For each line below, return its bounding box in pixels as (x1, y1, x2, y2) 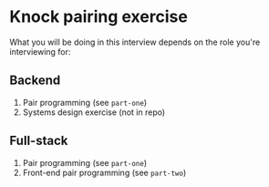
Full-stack (9, 133, 68, 149)
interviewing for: (9, 46, 71, 57)
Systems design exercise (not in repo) (22, 107, 166, 118)
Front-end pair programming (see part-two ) (22, 167, 187, 178)
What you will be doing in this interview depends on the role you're (9, 36, 261, 47)
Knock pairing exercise (9, 6, 189, 27)
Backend (9, 73, 61, 88)
